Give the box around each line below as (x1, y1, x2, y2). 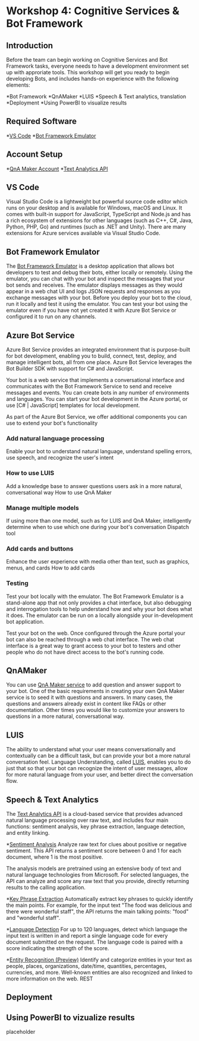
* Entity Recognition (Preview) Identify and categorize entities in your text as (6, 956, 192, 963)
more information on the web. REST (6, 975, 93, 982)
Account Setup (6, 150, 63, 160)
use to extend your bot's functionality (6, 420, 98, 427)
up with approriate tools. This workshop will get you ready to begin (6, 69, 170, 75)
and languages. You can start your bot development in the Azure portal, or (6, 395, 188, 403)
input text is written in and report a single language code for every (6, 932, 168, 939)
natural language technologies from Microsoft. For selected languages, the (6, 871, 189, 878)
